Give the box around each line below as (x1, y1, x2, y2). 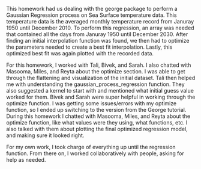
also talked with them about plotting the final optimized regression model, (6, 126, 188, 132)
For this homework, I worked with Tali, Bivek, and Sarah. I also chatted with (6, 61, 191, 69)
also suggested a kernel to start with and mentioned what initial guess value (6, 87, 194, 94)
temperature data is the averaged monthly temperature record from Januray (6, 18, 194, 25)
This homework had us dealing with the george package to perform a (6, 5, 178, 12)
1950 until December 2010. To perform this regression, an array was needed (6, 24, 194, 31)
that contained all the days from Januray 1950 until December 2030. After (6, 31, 188, 38)
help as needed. (6, 156, 46, 163)
